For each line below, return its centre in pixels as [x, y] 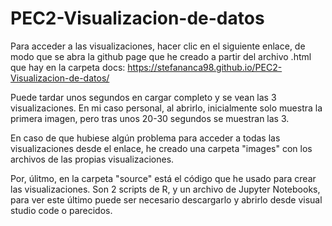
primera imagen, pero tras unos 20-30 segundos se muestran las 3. [150, 118]
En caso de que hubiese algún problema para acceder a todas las [145, 138]
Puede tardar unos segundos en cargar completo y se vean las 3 [143, 97]
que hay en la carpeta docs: [68, 67]
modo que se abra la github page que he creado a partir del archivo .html [161, 56]
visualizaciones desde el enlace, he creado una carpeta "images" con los [161, 148]
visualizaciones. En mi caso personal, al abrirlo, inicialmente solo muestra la [166, 108]
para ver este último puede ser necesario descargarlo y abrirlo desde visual [166, 199]
